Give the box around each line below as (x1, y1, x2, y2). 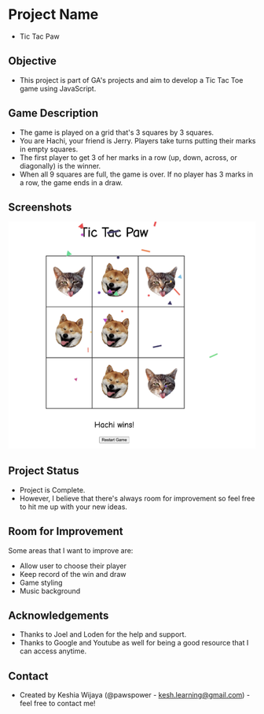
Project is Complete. (19, 485, 86, 494)
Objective (8, 54, 57, 68)
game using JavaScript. (19, 84, 97, 93)
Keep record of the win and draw (19, 569, 126, 578)
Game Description (8, 106, 99, 120)
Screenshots (8, 200, 72, 214)
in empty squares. (19, 144, 79, 154)
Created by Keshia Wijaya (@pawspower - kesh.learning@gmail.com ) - (19, 690, 250, 700)
